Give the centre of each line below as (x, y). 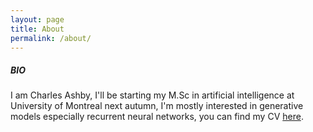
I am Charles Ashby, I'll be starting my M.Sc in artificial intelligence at (152, 95)
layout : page (37, 19)
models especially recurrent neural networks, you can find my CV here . (157, 117)
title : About (37, 29)
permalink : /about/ (51, 38)
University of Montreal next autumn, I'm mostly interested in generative (157, 106)
